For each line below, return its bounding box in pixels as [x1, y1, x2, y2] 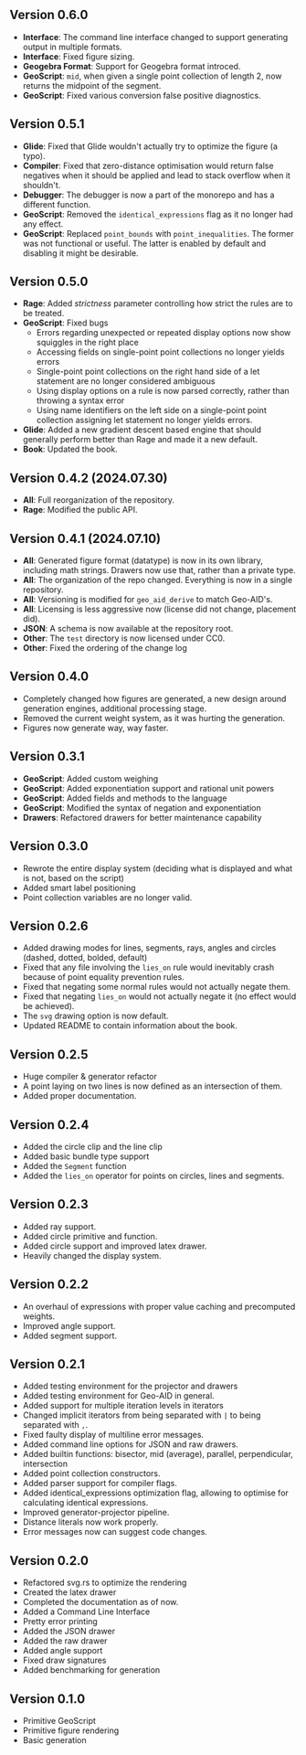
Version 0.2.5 [9, 1047, 89, 1062]
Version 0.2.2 [9, 1277, 89, 1292]
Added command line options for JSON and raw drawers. [22, 1439, 239, 1450]
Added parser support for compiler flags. [22, 1478, 178, 1489]
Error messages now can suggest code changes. [22, 1526, 208, 1537]
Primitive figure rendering [22, 1725, 120, 1736]
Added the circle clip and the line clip [22, 1141, 163, 1152]
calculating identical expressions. [22, 1497, 149, 1508]
